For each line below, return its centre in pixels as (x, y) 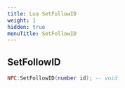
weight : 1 (22, 20)
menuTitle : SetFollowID (42, 33)
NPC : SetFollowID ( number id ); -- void (63, 78)
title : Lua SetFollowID (42, 14)
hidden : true (26, 27)
